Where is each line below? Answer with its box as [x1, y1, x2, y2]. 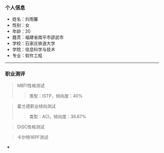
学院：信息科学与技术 [12, 47, 55, 52]
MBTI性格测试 [17, 83, 45, 88]
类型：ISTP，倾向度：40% [29, 93, 83, 99]
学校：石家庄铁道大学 [12, 40, 55, 47]
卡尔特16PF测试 [17, 134, 49, 140]
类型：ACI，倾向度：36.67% [29, 113, 86, 119]
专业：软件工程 [12, 52, 42, 59]
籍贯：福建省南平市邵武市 [12, 34, 64, 40]
